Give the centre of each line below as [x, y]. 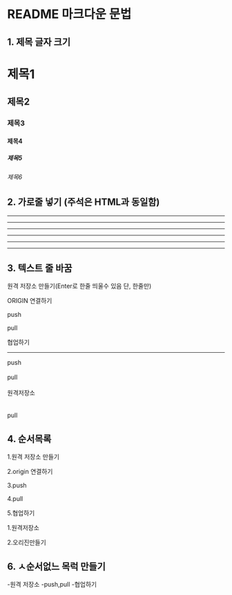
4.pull [15, 499]
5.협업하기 [21, 513]
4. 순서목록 [29, 439]
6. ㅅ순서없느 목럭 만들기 [56, 566]
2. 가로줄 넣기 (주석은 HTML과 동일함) [84, 202]
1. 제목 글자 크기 [39, 42]
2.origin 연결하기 [30, 472]
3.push [17, 486]
